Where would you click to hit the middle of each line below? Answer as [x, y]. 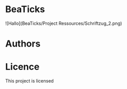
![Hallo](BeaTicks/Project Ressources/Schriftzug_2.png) [64, 23]
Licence [22, 67]
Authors [23, 44]
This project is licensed [30, 81]
